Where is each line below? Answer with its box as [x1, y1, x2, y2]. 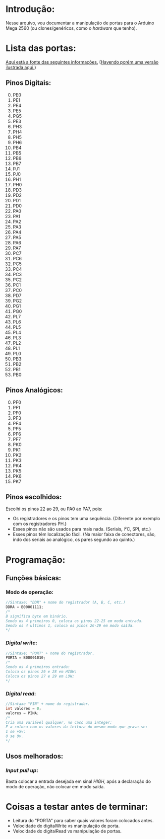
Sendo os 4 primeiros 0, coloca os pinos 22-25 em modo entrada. [5, 618, 143, 623]
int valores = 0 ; [5, 706, 42, 711]
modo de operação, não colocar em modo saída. [5, 783, 105, 789]
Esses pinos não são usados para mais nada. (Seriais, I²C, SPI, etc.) [12, 526, 151, 532]
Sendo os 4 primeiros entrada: [5, 665, 70, 670]
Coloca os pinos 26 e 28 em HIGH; [5, 669, 77, 674]
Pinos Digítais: [5, 78, 52, 87]
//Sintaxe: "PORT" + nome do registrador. [5, 651, 95, 656]
